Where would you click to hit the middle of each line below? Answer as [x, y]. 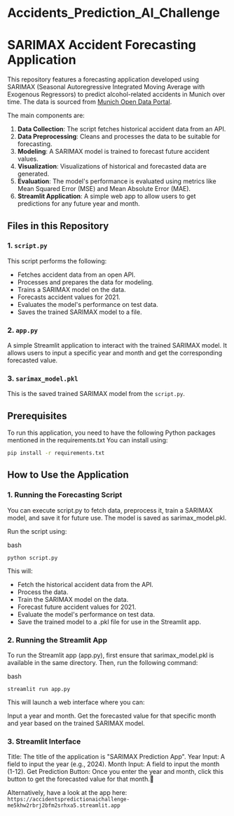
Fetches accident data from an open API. [76, 275]
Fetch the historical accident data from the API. [85, 584]
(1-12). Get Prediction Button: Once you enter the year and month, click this [116, 772]
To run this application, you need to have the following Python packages [111, 433]
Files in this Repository [58, 226]
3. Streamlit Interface [44, 741]
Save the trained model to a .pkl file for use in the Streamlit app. [109, 621]
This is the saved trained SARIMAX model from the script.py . [96, 394]
